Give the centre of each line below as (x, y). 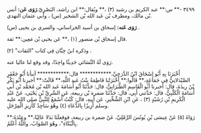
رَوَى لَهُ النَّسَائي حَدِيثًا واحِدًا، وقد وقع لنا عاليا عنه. (60, 62)
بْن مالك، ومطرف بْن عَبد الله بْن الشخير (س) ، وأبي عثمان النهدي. (79, 16)
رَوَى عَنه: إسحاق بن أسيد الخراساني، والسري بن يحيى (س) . (73, 27)
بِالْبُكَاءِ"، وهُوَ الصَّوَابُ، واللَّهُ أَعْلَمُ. (42, 123)
